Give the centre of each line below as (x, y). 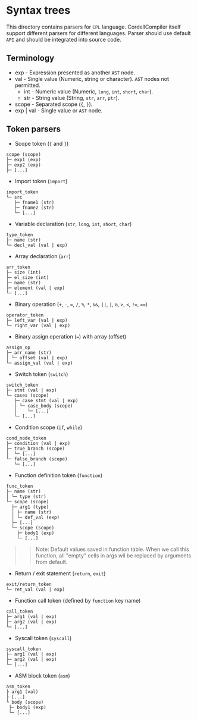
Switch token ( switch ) (41, 374)
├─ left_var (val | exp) (37, 320)
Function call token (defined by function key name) (78, 600)
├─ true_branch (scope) (36, 449)
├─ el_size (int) (28, 277)
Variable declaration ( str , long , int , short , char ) (73, 224)
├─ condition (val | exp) (38, 443)
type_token (20, 235)
